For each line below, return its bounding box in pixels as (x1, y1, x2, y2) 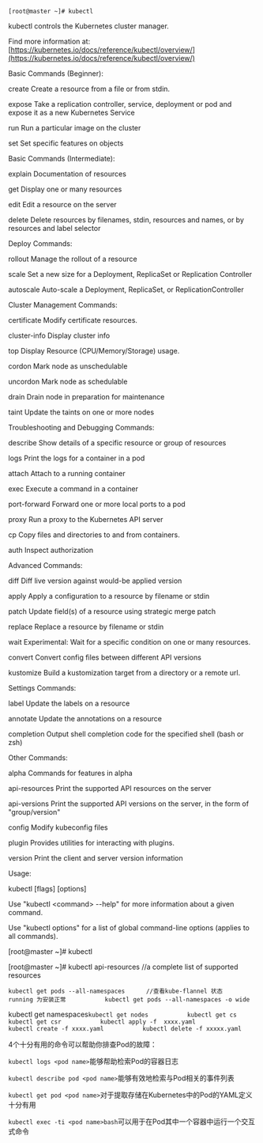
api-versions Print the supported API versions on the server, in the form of (8, 799, 250, 808)
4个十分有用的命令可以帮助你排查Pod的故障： (8, 1040, 157, 1049)
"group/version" (8, 808, 61, 816)
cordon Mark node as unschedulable (8, 361, 128, 371)
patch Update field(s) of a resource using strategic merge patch (8, 607, 216, 616)
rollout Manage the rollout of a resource (8, 254, 137, 263)
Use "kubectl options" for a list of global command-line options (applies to (8, 923, 250, 933)
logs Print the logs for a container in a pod (8, 453, 145, 463)
